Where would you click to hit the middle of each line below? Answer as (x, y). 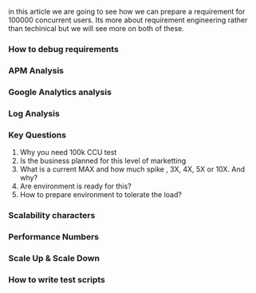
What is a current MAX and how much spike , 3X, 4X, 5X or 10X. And (132, 169)
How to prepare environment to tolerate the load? (100, 194)
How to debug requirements (64, 49)
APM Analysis (36, 70)
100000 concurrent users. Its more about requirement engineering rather (128, 20)
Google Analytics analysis (60, 92)
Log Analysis (34, 113)
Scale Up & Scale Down (54, 258)
